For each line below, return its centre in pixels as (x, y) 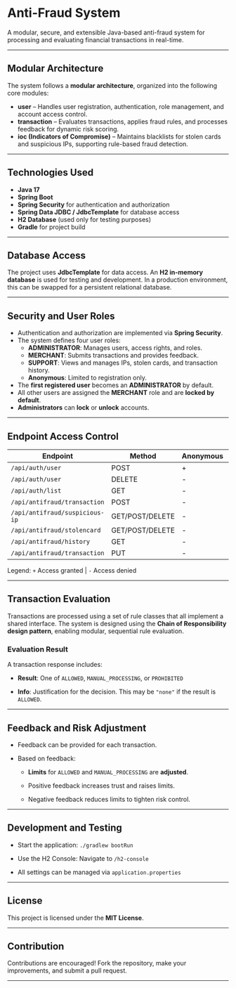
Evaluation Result (38, 649)
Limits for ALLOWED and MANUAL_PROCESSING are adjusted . (108, 772)
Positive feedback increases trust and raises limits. (101, 786)
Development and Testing (65, 828)
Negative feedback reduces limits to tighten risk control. (109, 799)
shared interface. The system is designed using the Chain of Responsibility (117, 623)
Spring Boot (35, 197)
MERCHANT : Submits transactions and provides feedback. (113, 356)
